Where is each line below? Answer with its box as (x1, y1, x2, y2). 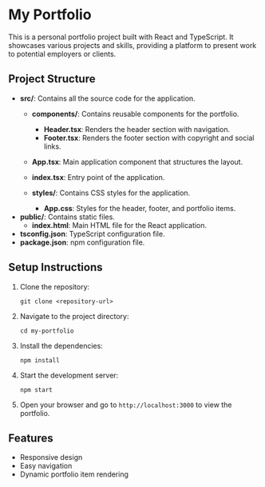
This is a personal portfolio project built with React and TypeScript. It (8, 32, 234, 42)
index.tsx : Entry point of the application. (31, 172, 165, 182)
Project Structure (8, 72, 96, 86)
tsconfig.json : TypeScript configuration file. (19, 229, 165, 238)
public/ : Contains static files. (19, 212, 116, 222)
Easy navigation (19, 461, 73, 471)
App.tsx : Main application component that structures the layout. (31, 157, 243, 166)
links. (43, 142, 61, 151)
